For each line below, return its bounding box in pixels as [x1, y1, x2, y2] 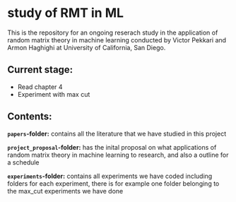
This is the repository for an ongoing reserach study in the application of [7, 28, 218, 37]
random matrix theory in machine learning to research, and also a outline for [7, 150, 229, 159]
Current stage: [7, 64, 73, 76]
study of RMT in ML [7, 5, 124, 21]
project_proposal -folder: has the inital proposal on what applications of [7, 143, 217, 151]
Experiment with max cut [17, 90, 90, 98]
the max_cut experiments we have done [7, 186, 124, 195]
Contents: [7, 111, 52, 123]
